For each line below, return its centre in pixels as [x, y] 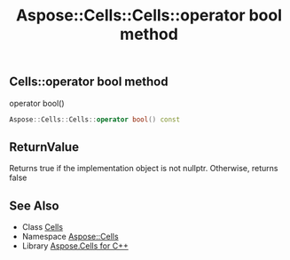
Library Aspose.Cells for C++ [75, 246]
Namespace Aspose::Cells [70, 237]
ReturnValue [44, 147]
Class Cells [43, 227]
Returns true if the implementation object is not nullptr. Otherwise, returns [144, 169]
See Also [34, 205]
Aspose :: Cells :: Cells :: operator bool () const [94, 119]
